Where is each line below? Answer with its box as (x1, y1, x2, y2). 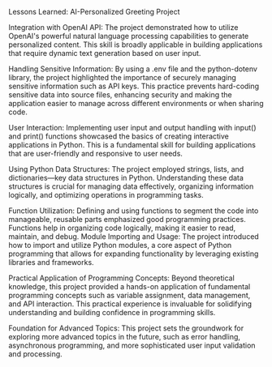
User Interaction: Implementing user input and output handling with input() (8, 123, 257, 132)
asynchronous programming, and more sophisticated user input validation (8, 340, 256, 350)
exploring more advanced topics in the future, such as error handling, (8, 332, 241, 341)
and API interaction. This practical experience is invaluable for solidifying (8, 299, 253, 309)
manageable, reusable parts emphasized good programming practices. (8, 215, 246, 224)
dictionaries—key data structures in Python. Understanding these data (8, 173, 244, 182)
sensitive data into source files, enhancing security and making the (8, 90, 233, 100)
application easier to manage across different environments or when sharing (8, 99, 264, 108)
